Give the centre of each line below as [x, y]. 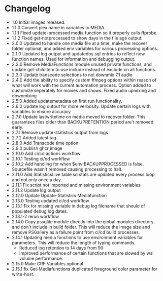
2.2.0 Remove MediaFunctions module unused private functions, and [82, 64]
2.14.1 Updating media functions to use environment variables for [77, 237]
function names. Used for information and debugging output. [74, 59]
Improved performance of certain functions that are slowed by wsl [86, 253]
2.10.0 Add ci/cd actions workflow [46, 153]
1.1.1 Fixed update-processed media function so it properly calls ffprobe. [85, 33]
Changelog [28, 9]
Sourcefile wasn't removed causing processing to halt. [67, 169]
